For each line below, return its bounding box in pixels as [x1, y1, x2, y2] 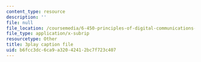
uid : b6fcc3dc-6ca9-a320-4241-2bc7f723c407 [6, 47, 117, 53]
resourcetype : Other [6, 36, 58, 42]
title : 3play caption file [6, 42, 74, 48]
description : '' [6, 14, 47, 20]
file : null [6, 19, 33, 25]
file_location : [6, 25, 44, 31]
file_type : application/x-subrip [6, 31, 90, 37]
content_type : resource [6, 8, 66, 15]
